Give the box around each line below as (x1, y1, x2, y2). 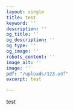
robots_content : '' (6, 54, 55, 60)
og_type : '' (6, 43, 36, 49)
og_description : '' (6, 37, 55, 43)
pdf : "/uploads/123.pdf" (6, 71, 69, 77)
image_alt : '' (6, 59, 42, 65)
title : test (6, 15, 36, 21)
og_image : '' (6, 48, 39, 54)
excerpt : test (6, 76, 42, 82)
